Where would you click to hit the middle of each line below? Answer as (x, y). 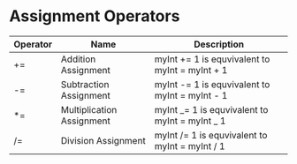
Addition (78, 59)
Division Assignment (103, 140)
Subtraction (85, 84)
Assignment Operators (95, 16)
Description (219, 44)
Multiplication (89, 109)
